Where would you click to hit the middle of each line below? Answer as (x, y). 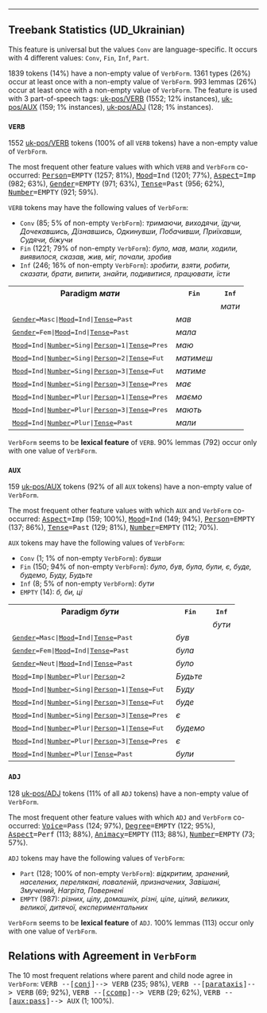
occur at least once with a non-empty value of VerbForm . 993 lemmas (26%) (132, 81)
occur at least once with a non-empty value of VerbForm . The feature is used (133, 90)
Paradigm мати (90, 294)
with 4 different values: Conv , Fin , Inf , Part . (79, 57)
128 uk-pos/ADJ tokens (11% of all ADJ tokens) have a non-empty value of (128, 793)
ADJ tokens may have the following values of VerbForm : (97, 858)
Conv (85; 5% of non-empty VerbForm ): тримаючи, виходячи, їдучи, (131, 223)
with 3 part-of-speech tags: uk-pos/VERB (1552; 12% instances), (114, 98)
